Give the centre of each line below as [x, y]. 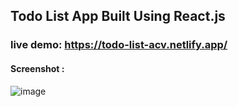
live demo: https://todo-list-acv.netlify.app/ [119, 45]
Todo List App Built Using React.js [118, 16]
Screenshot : [37, 68]
